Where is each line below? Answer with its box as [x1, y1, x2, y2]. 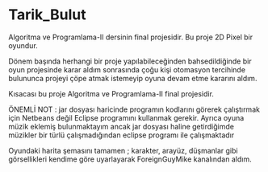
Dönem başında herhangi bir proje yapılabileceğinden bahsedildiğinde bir [8, 56, 252, 66]
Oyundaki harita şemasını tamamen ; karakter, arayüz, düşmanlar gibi [8, 145, 238, 155]
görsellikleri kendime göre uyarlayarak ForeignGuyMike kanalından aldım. [8, 154, 252, 164]
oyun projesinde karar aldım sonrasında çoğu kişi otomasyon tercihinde [8, 64, 246, 74]
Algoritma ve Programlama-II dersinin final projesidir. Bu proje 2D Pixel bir [8, 32, 253, 42]
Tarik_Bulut [8, 6, 86, 24]
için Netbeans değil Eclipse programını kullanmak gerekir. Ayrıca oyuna [8, 113, 245, 122]
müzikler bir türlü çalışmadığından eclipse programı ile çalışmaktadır [8, 130, 235, 140]
